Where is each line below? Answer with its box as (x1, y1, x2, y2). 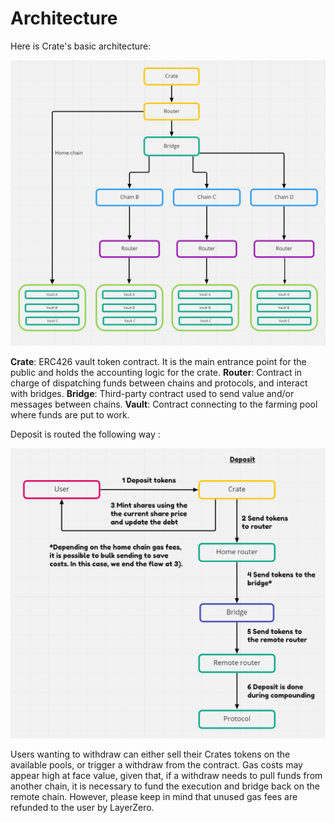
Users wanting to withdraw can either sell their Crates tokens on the (10, 748, 291, 760)
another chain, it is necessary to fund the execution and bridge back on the (10, 780, 320, 792)
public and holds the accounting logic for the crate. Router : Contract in (10, 366, 303, 378)
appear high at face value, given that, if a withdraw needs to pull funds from (10, 769, 323, 781)
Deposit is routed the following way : (10, 428, 161, 440)
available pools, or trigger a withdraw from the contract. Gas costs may (10, 758, 303, 771)
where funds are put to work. (10, 408, 130, 421)
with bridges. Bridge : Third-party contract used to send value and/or (10, 387, 295, 399)
